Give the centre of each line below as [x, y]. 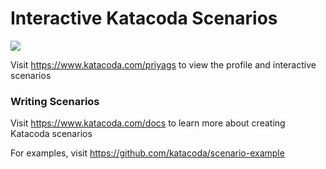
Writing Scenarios [55, 101]
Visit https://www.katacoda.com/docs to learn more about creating [148, 123]
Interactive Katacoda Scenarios [144, 18]
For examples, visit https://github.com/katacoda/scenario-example [147, 153]
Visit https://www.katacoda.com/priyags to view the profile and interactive [163, 64]
